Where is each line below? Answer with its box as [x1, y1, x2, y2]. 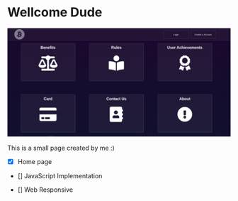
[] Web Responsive [17, 185, 73, 194]
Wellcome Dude [7, 4, 103, 21]
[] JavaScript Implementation [17, 172, 103, 180]
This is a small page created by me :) [7, 143, 115, 153]
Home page [17, 158, 52, 166]
